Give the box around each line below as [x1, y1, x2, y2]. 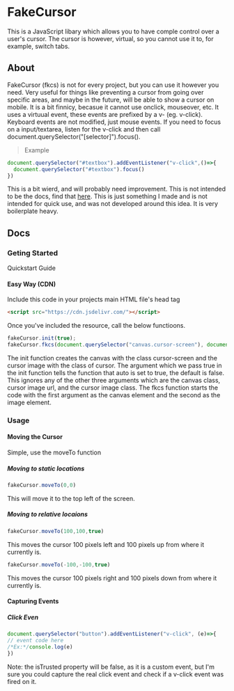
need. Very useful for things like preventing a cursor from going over [7, 88, 204, 96]
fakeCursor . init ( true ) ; [7, 335, 77, 342]
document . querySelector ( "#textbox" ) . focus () [13, 166, 145, 173]
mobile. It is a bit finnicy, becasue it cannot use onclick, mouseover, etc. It [7, 102, 219, 111]
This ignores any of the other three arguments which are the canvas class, [7, 376, 221, 384]
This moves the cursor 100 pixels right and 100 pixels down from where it [7, 573, 217, 582]
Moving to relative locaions [7, 510, 88, 518]
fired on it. [7, 677, 37, 685]
